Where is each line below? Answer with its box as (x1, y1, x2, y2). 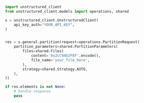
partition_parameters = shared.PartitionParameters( (14, 44, 118, 49)
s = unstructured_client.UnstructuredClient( (5, 17, 98, 23)
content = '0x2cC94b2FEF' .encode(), (31, 53, 101, 58)
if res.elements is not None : (5, 85, 66, 89)
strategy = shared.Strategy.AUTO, (22, 67, 88, 72)
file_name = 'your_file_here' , (31, 58, 90, 62)
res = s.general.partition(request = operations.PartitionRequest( (5, 40, 140, 44)
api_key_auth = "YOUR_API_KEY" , (14, 22, 75, 27)
